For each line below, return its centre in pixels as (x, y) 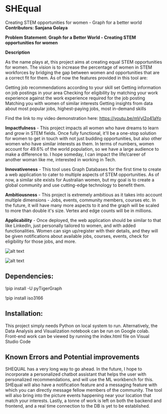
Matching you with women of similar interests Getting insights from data (79, 103)
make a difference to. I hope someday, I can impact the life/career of (76, 154)
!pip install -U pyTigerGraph (34, 288)
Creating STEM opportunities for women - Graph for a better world (74, 22)
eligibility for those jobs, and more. (41, 241)
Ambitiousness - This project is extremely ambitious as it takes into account (84, 195)
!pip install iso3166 (24, 298)
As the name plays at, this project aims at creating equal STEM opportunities (84, 62)
